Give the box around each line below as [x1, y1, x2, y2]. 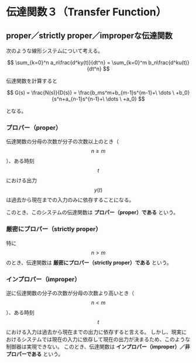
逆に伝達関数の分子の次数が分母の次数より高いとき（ [6, 289, 135, 297]
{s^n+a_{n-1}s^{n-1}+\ [51, 95, 105, 102]
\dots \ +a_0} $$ [105, 95, 145, 102]
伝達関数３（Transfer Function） [6, 5, 167, 19]
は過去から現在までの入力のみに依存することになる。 [6, 196, 135, 203]
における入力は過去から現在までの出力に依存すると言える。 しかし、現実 [6, 328, 182, 335]
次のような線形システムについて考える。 [6, 48, 104, 54]
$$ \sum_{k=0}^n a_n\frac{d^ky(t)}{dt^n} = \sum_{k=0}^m [7, 59, 147, 66]
